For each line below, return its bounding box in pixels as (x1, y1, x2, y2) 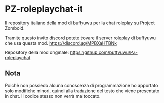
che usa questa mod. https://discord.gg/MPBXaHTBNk (5, 40, 117, 46)
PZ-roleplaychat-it (5, 3, 83, 15)
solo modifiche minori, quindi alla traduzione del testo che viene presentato (5, 88, 160, 94)
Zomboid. (5, 25, 25, 31)
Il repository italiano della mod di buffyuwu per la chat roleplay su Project (5, 20, 155, 26)
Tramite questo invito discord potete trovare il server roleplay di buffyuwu (5, 35, 156, 41)
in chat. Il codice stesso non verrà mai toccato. (5, 93, 101, 99)
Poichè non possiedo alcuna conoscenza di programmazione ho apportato (5, 82, 158, 88)
